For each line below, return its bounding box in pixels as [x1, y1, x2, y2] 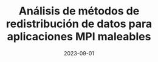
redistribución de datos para [6, 17, 152, 31]
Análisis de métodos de [18, 4, 140, 18]
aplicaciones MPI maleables [7, 30, 151, 43]
